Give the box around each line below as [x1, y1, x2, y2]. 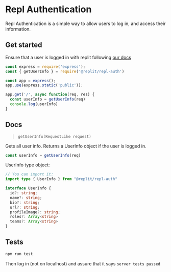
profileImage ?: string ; [10, 209, 60, 215]
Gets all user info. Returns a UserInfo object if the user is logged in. [5, 143, 146, 149]
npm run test [5, 251, 33, 256]
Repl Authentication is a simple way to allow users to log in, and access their [5, 20, 166, 27]
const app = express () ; [5, 78, 56, 83]
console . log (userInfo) [10, 102, 58, 107]
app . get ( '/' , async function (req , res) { [5, 92, 95, 97]
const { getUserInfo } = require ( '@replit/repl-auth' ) [5, 69, 125, 74]
